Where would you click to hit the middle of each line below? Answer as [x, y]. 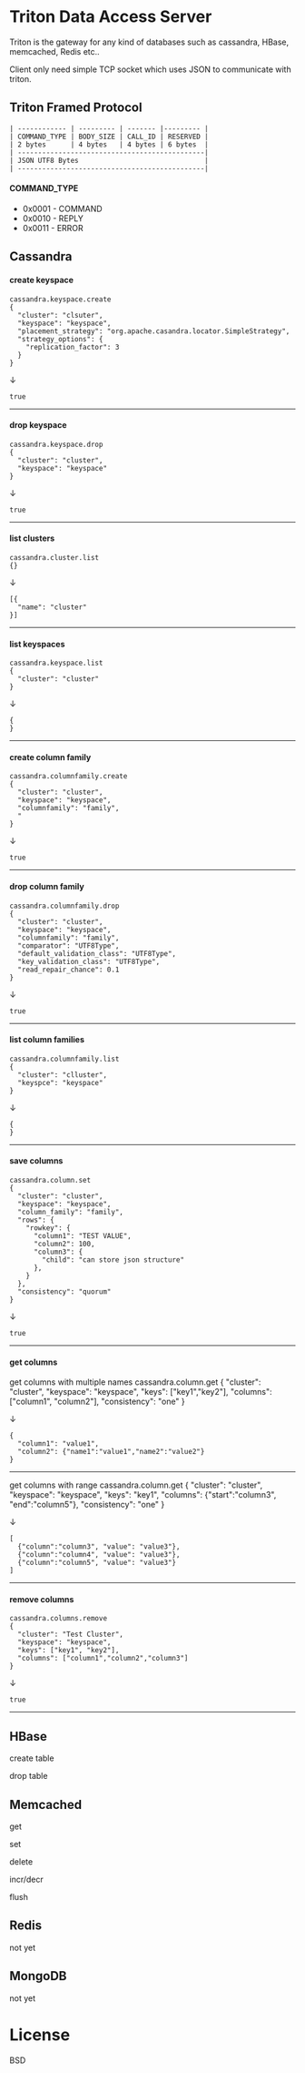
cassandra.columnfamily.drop [64, 906]
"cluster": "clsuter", [60, 315]
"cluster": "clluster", [62, 1075]
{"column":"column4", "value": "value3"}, [99, 1555]
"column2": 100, [64, 1244]
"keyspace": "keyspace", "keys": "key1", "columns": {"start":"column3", [143, 1495]
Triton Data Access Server [111, 17]
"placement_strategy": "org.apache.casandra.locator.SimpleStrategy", [154, 331]
